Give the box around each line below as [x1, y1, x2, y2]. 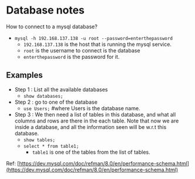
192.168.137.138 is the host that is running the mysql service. [23, 41, 172, 48]
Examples [6, 70, 43, 80]
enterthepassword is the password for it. [23, 53, 120, 60]
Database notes [6, 4, 85, 17]
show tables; [23, 137, 56, 143]
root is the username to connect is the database [23, 47, 140, 54]
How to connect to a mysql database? [6, 23, 98, 30]
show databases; [23, 93, 63, 99]
